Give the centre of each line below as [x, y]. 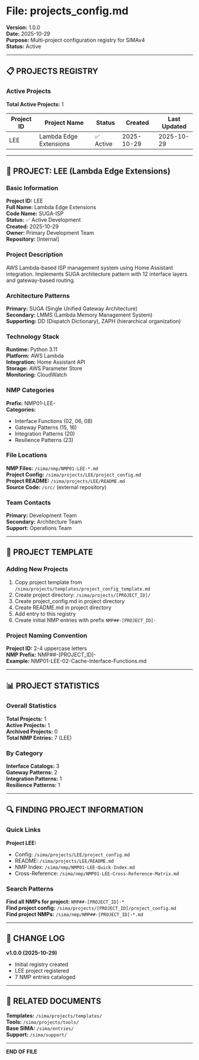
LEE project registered [42, 970]
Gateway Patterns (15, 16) [46, 427]
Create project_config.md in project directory [70, 601]
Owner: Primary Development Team [50, 233]
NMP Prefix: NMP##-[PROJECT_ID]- [51, 655]
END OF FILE [22, 1051]
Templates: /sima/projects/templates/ [54, 1015]
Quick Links [23, 830]
